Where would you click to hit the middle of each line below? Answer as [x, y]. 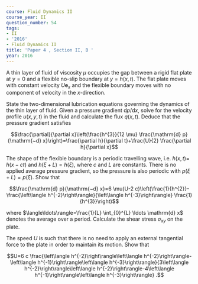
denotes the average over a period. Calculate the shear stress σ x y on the [95, 220]
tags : [13, 28]
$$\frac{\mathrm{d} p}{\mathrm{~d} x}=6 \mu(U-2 [72, 189]
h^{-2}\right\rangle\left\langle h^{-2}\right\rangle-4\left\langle [99, 269]
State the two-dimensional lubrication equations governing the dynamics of [98, 104]
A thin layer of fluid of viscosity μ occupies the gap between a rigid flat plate [99, 72]
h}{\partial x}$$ [99, 147]
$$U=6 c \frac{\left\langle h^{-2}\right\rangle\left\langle [75, 256]
